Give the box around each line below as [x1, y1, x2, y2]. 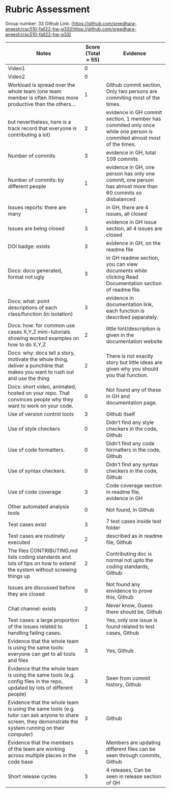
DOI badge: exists [8, 242, 50, 250]
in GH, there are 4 [106, 204, 149, 211]
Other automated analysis [8, 503, 70, 510]
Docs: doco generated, [8, 267, 63, 274]
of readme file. [106, 286, 141, 293]
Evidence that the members [8, 739, 74, 746]
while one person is [106, 128, 153, 135]
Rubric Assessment [5, 4, 90, 15]
